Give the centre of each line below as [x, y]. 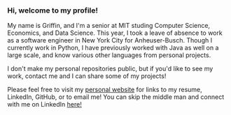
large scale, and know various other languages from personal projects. [109, 55]
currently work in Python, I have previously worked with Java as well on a [113, 48]
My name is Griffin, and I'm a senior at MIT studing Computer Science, [109, 26]
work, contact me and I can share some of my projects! [87, 76]
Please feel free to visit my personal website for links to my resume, [105, 90]
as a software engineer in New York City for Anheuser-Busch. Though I [110, 40]
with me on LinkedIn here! [44, 105]
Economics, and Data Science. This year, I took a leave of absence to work [115, 33]
